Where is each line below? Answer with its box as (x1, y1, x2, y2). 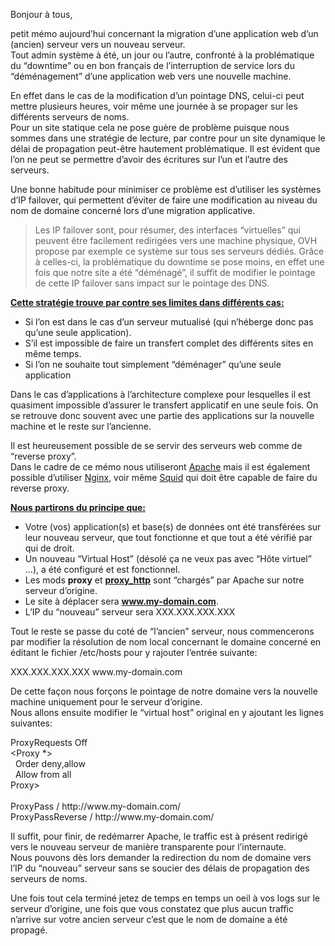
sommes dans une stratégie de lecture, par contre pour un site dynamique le (10, 132, 326, 144)
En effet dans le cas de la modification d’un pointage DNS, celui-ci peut (10, 90, 305, 101)
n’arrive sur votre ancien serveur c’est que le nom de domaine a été (10, 914, 288, 925)
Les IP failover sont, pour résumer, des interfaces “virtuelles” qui (34, 224, 301, 236)
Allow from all (14, 769, 72, 780)
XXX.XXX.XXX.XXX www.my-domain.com (10, 666, 183, 678)
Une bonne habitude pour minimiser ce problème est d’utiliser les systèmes (10, 184, 322, 195)
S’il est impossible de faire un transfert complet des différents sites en (24, 337, 314, 349)
